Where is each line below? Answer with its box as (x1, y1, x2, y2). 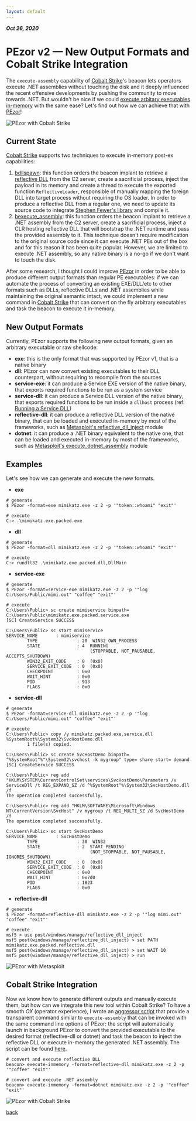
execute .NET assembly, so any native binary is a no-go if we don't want (14, 250, 189, 258)
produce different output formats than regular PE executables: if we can (6, 274, 180, 281)
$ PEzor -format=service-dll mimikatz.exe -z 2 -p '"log (6, 711, 148, 717)
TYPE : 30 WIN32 (27, 839, 106, 845)
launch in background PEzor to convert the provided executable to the (6, 1026, 176, 1033)
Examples (6, 459, 43, 469)
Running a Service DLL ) (14, 405, 72, 412)
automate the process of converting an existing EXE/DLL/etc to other (6, 280, 172, 287)
